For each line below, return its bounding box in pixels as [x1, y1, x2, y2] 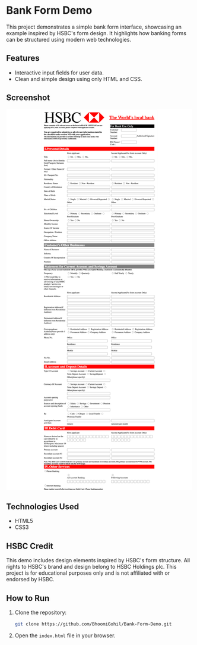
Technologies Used [6, 501, 79, 512]
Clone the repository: [14, 609, 67, 616]
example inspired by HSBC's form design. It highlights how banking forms [6, 29, 187, 36]
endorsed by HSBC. [6, 576, 55, 583]
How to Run [6, 593, 50, 603]
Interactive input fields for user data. [14, 69, 104, 76]
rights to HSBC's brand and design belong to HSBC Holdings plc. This [6, 563, 177, 571]
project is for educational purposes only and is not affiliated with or [6, 569, 170, 577]
